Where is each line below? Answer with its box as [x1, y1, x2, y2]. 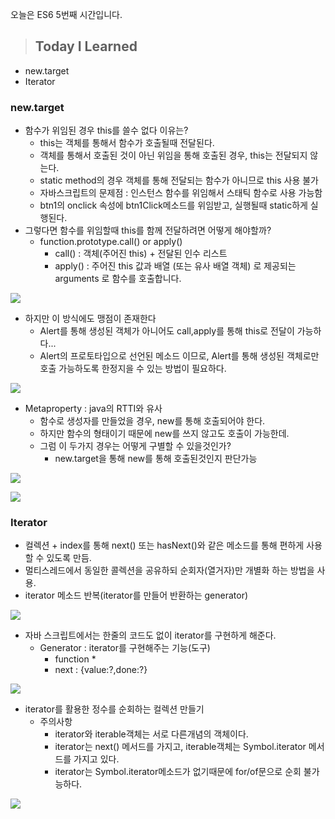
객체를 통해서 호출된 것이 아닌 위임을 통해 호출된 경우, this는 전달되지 [39, 149, 308, 162]
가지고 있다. [73, 753, 120, 765]
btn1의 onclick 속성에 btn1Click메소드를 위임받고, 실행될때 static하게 [39, 199, 308, 212]
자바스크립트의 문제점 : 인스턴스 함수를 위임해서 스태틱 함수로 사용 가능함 [39, 187, 323, 199]
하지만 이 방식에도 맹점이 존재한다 [24, 313, 157, 325]
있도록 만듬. [46, 552, 92, 564]
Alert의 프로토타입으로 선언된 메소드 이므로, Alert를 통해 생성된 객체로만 [39, 350, 320, 362]
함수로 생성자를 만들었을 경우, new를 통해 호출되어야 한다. [39, 415, 266, 427]
